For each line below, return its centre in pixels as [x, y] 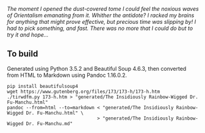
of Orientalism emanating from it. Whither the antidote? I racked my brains [101, 15]
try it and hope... [28, 35]
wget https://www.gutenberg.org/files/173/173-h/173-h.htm [84, 92]
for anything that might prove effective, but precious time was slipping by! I [102, 22]
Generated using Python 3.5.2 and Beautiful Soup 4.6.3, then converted [97, 68]
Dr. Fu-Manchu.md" [49, 124]
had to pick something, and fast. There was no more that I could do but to [100, 28]
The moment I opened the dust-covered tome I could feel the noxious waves [103, 9]
